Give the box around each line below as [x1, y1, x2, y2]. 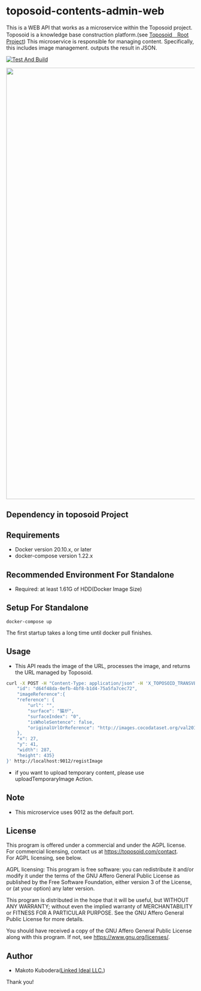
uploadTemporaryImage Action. [14, 775, 93, 782]
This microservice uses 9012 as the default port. [14, 809, 135, 816]
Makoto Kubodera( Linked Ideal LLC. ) [14, 967, 106, 974]
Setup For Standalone [6, 603, 89, 613]
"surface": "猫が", [28, 708, 75, 714]
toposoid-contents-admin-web [6, 4, 165, 18]
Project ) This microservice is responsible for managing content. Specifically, [6, 38, 194, 45]
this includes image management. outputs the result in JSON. [6, 44, 157, 51]
